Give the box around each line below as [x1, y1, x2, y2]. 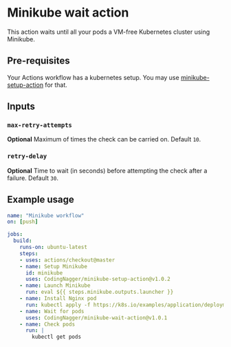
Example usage [7, 194, 74, 206]
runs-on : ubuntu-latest [19, 244, 88, 251]
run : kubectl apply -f [25, 301, 91, 308]
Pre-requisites [7, 55, 70, 67]
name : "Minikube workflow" [7, 212, 85, 219]
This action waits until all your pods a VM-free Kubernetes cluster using [7, 28, 210, 36]
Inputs [7, 101, 36, 112]
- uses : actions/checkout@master [19, 257, 115, 264]
